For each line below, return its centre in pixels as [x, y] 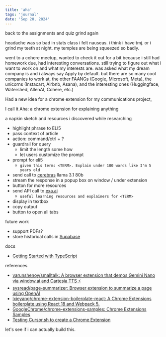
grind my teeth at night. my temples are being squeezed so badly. [72, 48]
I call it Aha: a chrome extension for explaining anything [62, 109]
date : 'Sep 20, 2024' [28, 19]
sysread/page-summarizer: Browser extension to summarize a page [82, 288]
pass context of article [35, 134]
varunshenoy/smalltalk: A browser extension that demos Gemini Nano [84, 275]
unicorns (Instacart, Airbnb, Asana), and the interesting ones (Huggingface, [83, 84]
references [16, 266]
